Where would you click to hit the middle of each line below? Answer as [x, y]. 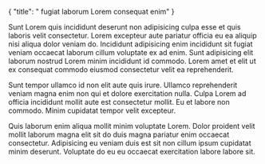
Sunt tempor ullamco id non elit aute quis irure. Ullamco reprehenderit [123, 85]
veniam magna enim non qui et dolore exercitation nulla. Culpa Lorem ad [127, 94]
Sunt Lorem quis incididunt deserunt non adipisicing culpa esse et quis [125, 27]
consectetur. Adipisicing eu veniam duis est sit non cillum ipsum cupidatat [130, 143]
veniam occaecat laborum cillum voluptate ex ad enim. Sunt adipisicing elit [131, 52]
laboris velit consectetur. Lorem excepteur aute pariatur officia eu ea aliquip [132, 36]
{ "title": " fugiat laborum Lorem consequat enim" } [91, 12]
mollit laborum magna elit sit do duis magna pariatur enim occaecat [119, 134]
